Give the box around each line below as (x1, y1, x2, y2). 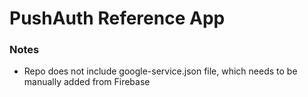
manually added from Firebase (23, 76, 151, 88)
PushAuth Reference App (9, 7, 226, 30)
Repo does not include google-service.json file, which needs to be (23, 65, 298, 77)
